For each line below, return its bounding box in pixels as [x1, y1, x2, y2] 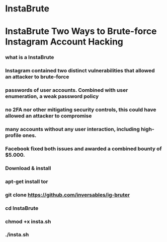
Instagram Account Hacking [5, 36, 123, 48]
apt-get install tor [5, 178, 48, 185]
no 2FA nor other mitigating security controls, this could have [5, 106, 157, 113]
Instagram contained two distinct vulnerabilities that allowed [5, 67, 155, 74]
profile [5, 132, 21, 139]
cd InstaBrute [5, 204, 39, 211]
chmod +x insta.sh [5, 218, 51, 225]
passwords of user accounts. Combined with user [5, 87, 128, 94]
